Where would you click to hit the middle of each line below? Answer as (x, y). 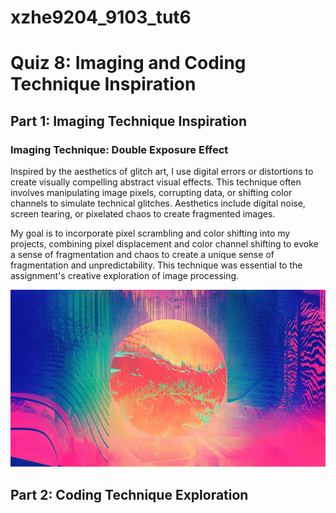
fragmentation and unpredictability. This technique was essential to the (156, 265)
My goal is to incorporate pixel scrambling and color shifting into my (150, 233)
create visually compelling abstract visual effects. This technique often (156, 182)
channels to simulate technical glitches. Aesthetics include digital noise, (158, 203)
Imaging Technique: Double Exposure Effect (119, 149)
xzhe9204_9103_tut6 (101, 17)
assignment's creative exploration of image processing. (125, 276)
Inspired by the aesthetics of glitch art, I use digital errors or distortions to (162, 172)
